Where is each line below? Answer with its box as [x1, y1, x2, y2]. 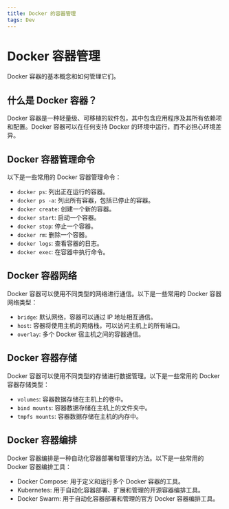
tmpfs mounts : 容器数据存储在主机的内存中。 [17, 412, 142, 420]
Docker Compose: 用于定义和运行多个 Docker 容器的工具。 [17, 477, 184, 486]
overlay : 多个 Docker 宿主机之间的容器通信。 [17, 330, 145, 338]
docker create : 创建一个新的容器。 [17, 205, 116, 214]
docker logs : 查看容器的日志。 [17, 239, 103, 248]
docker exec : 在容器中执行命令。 [17, 248, 109, 256]
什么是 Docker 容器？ [7, 94, 98, 106]
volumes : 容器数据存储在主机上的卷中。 [17, 395, 127, 403]
